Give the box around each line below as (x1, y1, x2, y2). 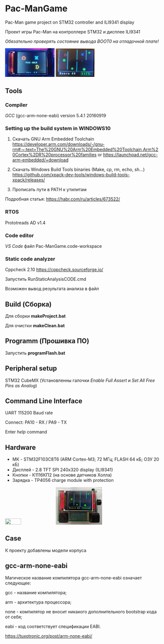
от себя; (5, 614, 23, 620)
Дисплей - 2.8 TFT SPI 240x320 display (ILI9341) (12, 467, 113, 473)
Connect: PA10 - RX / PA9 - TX (5, 419, 67, 425)
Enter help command (5, 429, 48, 435)
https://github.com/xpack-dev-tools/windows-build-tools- (12, 172, 130, 178)
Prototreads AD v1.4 (5, 220, 46, 226)
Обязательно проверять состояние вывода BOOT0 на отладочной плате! (5, 38, 159, 44)
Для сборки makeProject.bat (5, 313, 66, 319)
